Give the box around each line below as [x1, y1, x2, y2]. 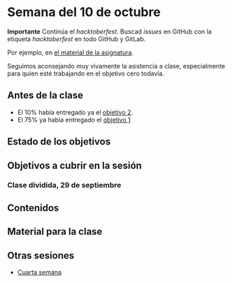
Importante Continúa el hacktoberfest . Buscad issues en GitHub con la [7, 27, 212, 36]
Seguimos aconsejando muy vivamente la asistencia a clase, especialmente [7, 61, 226, 70]
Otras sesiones [7, 249, 75, 261]
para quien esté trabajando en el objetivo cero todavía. [7, 69, 165, 78]
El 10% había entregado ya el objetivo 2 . [17, 108, 133, 116]
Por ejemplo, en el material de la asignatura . [7, 48, 134, 57]
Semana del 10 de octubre [7, 4, 161, 20]
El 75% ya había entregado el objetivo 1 [17, 115, 131, 124]
